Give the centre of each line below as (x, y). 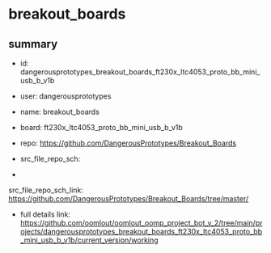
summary (33, 44)
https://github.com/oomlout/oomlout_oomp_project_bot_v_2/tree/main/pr (141, 223)
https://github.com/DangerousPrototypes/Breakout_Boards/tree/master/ (129, 198)
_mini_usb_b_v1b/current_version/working (89, 240)
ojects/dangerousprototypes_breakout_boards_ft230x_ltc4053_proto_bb (141, 232)
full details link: (45, 214)
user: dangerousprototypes (66, 96)
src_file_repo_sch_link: (46, 190)
